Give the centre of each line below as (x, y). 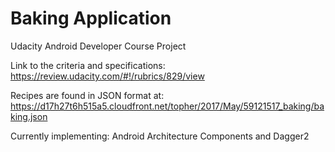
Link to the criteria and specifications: (88, 65)
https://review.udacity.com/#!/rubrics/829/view (107, 76)
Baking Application (91, 18)
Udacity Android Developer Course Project (98, 46)
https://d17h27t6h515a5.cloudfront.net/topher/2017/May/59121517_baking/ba (167, 106)
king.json (29, 116)
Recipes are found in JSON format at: (87, 95)
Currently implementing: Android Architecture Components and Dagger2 (160, 136)
